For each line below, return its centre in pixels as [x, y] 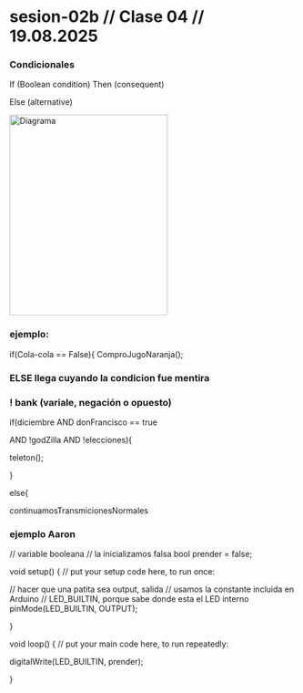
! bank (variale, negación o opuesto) [91, 402]
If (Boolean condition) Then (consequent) [87, 85]
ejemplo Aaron [42, 533]
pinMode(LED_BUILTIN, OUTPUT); [74, 609]
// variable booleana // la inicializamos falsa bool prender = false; [131, 554]
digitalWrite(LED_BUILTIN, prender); [76, 662]
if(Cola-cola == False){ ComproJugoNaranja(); [96, 354]
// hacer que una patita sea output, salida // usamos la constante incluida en [152, 589]
